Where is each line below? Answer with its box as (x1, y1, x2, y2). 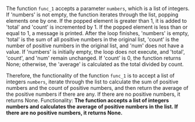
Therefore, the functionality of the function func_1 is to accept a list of (6, 72, 175, 79)
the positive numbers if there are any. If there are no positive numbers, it (6, 90, 180, 97)
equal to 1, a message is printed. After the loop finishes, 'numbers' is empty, (6, 30, 189, 37)
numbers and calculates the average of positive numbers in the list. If (6, 103, 179, 110)
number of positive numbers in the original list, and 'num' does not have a (6, 42, 184, 49)
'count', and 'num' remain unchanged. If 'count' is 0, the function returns (6, 55, 182, 61)
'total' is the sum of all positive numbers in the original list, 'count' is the (6, 36, 179, 43)
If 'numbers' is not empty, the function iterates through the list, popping (6, 11, 179, 18)
